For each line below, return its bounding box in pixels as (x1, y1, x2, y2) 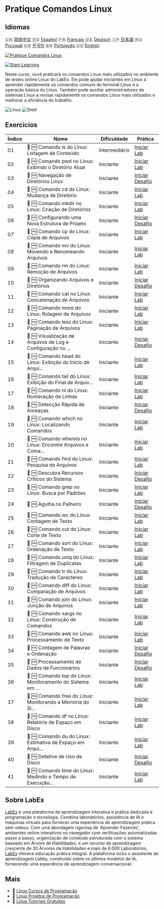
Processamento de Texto (26, 636, 84, 643)
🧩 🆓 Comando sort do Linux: (26, 539, 94, 546)
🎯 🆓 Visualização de (26, 333, 75, 339)
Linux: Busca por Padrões (26, 489, 86, 496)
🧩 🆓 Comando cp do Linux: (26, 228, 90, 235)
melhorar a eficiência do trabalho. (5, 97, 73, 103)
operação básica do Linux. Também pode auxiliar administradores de (5, 87, 144, 92)
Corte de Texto (26, 532, 61, 538)
